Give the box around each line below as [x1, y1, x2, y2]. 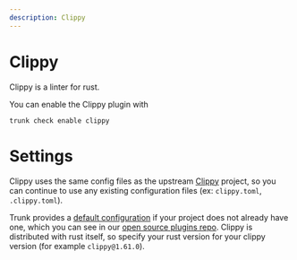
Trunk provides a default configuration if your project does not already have [9, 212, 289, 222]
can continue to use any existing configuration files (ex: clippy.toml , [9, 185, 262, 195]
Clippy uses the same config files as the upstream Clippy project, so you [9, 176, 276, 186]
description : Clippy [9, 13, 87, 22]
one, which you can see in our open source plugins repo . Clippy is [9, 221, 253, 232]
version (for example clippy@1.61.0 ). [9, 240, 145, 251]
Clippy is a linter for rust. [9, 82, 100, 92]
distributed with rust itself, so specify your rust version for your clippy [9, 230, 266, 242]
